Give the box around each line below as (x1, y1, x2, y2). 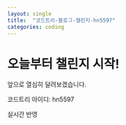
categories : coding (7, 23, 65, 30)
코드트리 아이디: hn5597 (7, 96, 75, 104)
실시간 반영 (7, 110, 38, 119)
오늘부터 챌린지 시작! (7, 55, 120, 72)
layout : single (7, 10, 52, 18)
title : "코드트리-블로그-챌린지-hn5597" (7, 17, 116, 24)
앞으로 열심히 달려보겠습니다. (7, 80, 87, 88)
